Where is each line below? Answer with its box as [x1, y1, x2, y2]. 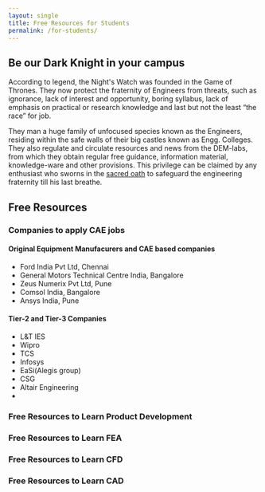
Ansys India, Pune [19, 296, 80, 305]
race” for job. [8, 111, 52, 120]
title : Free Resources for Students [8, 19, 130, 27]
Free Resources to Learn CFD [8, 454, 123, 465]
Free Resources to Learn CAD [8, 475, 125, 486]
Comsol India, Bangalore [19, 287, 101, 297]
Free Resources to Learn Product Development [8, 411, 193, 422]
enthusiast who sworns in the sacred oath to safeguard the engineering [8, 169, 243, 179]
